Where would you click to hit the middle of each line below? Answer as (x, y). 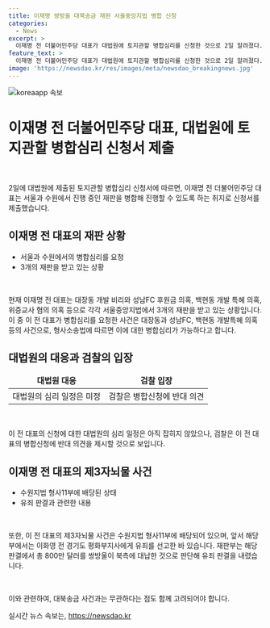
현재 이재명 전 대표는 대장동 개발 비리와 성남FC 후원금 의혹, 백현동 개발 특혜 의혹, (135, 299)
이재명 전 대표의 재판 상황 (67, 236)
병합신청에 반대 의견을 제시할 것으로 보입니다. (94, 444)
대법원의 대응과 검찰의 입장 (71, 357)
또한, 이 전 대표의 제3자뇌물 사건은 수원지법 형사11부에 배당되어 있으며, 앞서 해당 (134, 536)
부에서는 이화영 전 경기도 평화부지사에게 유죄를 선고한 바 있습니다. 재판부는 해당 (133, 546)
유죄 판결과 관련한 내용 (56, 503)
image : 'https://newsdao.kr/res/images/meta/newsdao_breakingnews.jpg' (131, 69)
